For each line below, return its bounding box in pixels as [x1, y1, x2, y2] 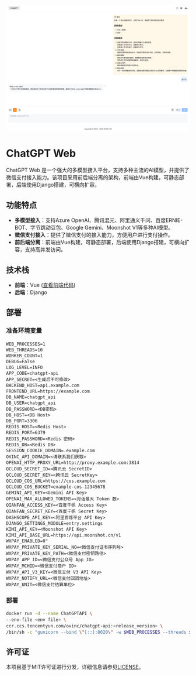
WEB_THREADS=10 [6, 347, 43, 353]
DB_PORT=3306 [6, 418, 38, 424]
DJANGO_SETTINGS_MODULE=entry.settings [6, 520, 103, 526]
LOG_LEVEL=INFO [6, 364, 43, 370]
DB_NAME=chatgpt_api [6, 394, 57, 400]
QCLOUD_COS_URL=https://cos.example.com [6, 478, 106, 484]
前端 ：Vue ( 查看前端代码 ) [14, 282, 76, 289]
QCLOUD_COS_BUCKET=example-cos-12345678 [6, 484, 106, 490]
